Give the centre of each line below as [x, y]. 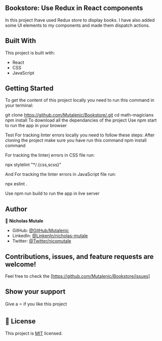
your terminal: [19, 105]
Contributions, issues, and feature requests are [80, 256]
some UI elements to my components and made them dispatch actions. [78, 25]
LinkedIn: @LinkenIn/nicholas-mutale [50, 236]
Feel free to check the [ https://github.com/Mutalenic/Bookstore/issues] [78, 276]
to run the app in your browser [36, 126]
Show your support [35, 292]
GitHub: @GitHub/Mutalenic [40, 231]
